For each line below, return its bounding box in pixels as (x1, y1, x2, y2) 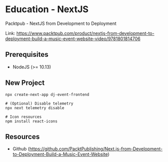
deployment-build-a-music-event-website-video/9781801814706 (5, 36, 141, 42)
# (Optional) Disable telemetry (5, 101, 73, 106)
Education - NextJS (5, 4, 89, 15)
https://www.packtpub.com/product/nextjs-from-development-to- (16, 30, 155, 36)
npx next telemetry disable (5, 105, 65, 110)
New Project (5, 79, 45, 87)
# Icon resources (5, 114, 42, 119)
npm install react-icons (5, 118, 58, 124)
